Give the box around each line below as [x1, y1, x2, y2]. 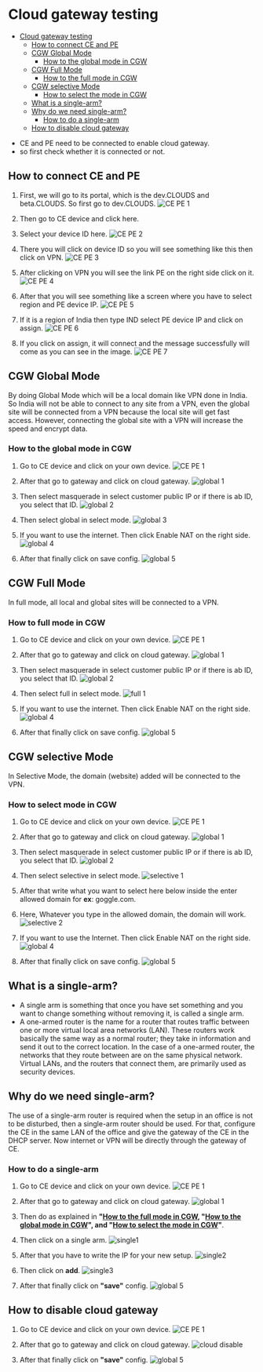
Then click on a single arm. [19, 1235, 108, 1245]
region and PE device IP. [19, 300, 99, 309]
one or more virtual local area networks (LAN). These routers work [19, 1025, 236, 1034]
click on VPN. [19, 253, 64, 262]
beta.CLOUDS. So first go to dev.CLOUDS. [19, 199, 156, 208]
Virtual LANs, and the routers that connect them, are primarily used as [19, 1058, 247, 1068]
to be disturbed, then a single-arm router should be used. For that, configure [8, 1118, 256, 1128]
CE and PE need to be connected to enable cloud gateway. [19, 138, 210, 148]
